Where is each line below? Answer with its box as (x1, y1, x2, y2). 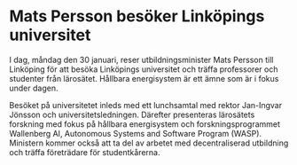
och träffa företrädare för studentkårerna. (9, 146, 160, 157)
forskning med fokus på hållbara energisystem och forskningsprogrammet (9, 118, 281, 130)
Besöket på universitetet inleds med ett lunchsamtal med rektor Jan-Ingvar (9, 99, 282, 110)
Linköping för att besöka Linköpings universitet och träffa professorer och (9, 64, 278, 75)
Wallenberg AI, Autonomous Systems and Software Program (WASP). (9, 128, 262, 138)
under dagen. (9, 82, 59, 93)
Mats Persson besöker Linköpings (9, 6, 265, 27)
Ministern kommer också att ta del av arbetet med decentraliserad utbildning (9, 137, 289, 148)
